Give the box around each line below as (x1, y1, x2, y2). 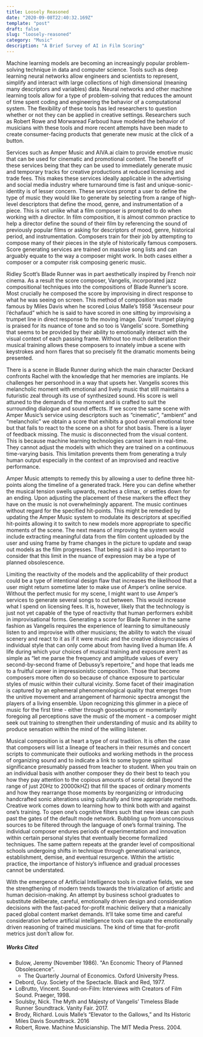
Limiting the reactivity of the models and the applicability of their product (6, 570, 188, 577)
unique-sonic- (157, 181, 193, 188)
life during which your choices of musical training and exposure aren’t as (6, 648, 188, 655)
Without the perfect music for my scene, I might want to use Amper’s (6, 590, 178, 597)
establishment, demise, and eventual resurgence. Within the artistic (6, 853, 175, 861)
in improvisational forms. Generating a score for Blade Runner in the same (6, 615, 191, 623)
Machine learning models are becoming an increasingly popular (6, 59, 165, 67)
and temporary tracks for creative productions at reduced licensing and (6, 168, 185, 175)
